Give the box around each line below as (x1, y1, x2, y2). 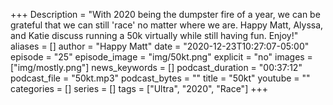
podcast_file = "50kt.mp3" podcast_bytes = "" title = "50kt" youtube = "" (10, 72, 311, 84)
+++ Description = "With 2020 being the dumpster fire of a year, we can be (10, 9, 321, 20)
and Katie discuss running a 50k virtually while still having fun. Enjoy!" (10, 30, 299, 41)
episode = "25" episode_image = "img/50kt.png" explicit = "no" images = (10, 51, 313, 63)
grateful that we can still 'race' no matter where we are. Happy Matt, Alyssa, (10, 19, 324, 31)
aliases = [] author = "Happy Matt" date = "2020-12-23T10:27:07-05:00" (10, 40, 310, 52)
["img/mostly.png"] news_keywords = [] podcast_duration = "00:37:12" (10, 62, 303, 73)
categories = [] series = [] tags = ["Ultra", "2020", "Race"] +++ (10, 83, 268, 94)
